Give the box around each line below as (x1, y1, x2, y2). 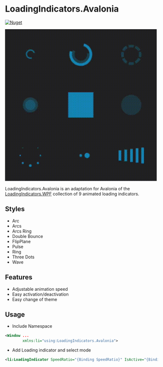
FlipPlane (12, 238, 31, 244)
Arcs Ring (12, 228, 32, 234)
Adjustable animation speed (12, 286, 68, 292)
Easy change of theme (12, 296, 57, 302)
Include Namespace (12, 323, 52, 329)
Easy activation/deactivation (12, 291, 69, 297)
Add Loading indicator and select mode (12, 347, 91, 353)
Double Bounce (12, 233, 43, 239)
